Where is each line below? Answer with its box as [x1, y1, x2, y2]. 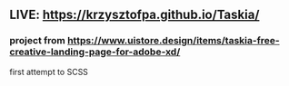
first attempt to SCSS [9, 66, 89, 77]
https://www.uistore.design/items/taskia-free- [66, 34, 280, 47]
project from [9, 34, 66, 47]
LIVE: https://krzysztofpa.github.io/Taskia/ [9, 7, 260, 23]
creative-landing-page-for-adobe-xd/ [9, 45, 181, 58]
